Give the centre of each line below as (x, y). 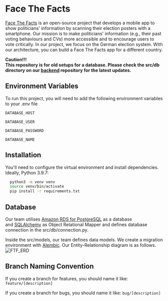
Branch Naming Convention (50, 266)
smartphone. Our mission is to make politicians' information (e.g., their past (83, 33)
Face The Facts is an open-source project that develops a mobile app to (80, 23)
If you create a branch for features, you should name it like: (67, 278)
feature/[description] (29, 283)
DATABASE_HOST (20, 113)
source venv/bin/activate (37, 187)
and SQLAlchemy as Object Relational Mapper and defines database (76, 225)
